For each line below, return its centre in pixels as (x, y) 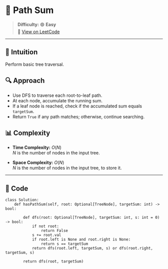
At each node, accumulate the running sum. (57, 100)
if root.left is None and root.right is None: (81, 240)
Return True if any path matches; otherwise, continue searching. (78, 116)
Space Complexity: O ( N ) (38, 163)
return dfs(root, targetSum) (53, 261)
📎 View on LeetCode (38, 32)
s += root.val (46, 235)
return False (54, 231)
